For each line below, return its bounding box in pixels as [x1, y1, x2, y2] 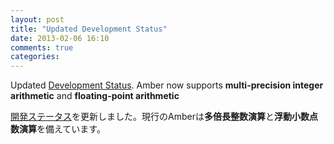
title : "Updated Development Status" [10, 24, 168, 34]
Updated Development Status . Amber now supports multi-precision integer [10, 79, 324, 91]
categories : [10, 52, 60, 62]
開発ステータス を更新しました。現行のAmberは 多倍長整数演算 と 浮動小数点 [10, 111, 318, 123]
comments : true [10, 42, 74, 53]
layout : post [10, 14, 65, 25]
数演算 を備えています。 [10, 123, 106, 135]
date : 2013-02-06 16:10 [10, 33, 110, 43]
